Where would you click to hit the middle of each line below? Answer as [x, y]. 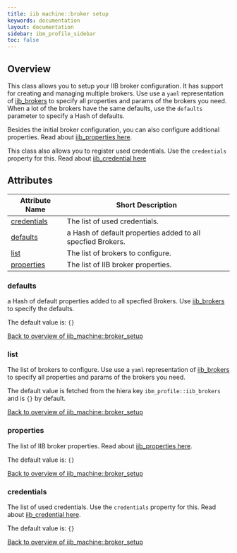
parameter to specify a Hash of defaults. [66, 116]
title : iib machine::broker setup [58, 14]
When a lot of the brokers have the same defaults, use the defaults [105, 108]
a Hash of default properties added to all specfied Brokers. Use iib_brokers [116, 301]
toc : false [23, 40]
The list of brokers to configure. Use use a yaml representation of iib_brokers [119, 370]
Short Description [147, 204]
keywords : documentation [44, 21]
